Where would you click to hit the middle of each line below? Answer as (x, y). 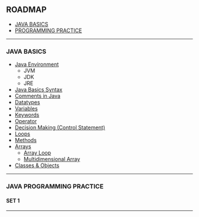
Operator (26, 121)
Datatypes (27, 102)
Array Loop (37, 153)
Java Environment (37, 64)
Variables (26, 109)
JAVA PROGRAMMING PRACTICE (55, 187)
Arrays (23, 147)
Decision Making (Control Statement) (60, 128)
